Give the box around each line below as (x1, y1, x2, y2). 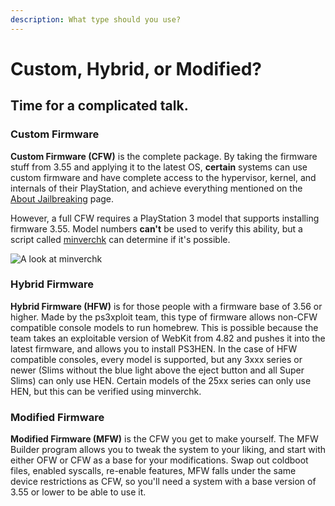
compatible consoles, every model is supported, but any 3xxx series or (10, 353, 303, 365)
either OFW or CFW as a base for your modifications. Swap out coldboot (10, 454, 309, 466)
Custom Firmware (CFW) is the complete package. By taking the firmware (10, 150, 318, 162)
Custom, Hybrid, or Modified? (10, 57, 262, 80)
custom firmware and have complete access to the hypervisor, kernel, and (10, 171, 317, 183)
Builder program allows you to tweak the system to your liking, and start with (10, 444, 327, 456)
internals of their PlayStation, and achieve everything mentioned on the (10, 182, 303, 194)
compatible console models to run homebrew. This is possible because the (10, 321, 319, 333)
